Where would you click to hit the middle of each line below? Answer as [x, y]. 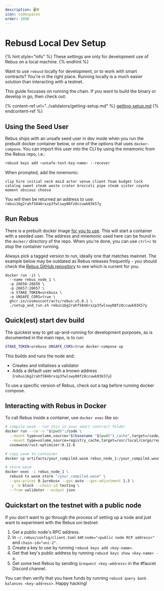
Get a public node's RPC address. [46, 532]
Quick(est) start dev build [45, 320]
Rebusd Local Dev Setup [56, 43]
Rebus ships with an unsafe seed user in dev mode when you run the [74, 138]
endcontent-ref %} [24, 111]
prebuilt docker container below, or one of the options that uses [69, 144]
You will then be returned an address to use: [50, 199]
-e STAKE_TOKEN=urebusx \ [36, 293]
